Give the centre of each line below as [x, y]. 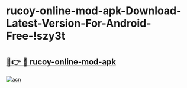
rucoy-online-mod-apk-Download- [94, 11]
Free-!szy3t [36, 36]
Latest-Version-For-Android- [79, 23]
